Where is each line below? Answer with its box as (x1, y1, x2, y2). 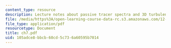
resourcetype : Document (5, 26, 56, 31)
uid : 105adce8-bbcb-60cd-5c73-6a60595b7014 (5, 35, 99, 40)
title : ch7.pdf (5, 30, 38, 35)
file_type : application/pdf (5, 21, 65, 26)
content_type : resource (5, 7, 56, 12)
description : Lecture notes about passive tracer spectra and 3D (5, 12, 147, 17)
